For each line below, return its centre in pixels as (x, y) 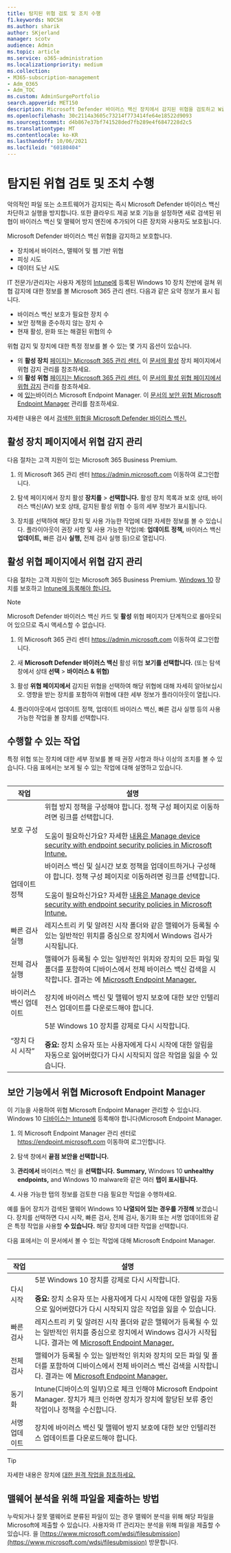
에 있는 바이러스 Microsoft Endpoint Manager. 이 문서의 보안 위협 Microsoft (119, 395)
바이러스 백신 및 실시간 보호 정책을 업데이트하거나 (120, 866)
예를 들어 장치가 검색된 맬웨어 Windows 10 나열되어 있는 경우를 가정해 (101, 1209)
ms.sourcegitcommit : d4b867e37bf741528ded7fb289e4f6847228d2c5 (100, 122)
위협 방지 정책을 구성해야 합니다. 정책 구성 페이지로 (122, 807)
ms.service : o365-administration (55, 58)
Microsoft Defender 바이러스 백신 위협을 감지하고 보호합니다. (90, 236)
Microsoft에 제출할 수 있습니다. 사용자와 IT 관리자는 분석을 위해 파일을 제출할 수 (114, 1525)
